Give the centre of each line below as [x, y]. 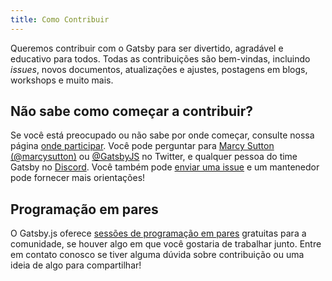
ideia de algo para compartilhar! [76, 265]
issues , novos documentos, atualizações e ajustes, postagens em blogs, [159, 69]
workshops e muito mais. [62, 80]
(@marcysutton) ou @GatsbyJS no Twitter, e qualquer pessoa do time [154, 157]
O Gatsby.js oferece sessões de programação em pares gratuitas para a [158, 233]
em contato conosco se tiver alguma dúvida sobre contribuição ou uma [157, 255]
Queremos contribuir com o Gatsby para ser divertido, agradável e [147, 48]
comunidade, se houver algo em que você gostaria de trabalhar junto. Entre [166, 244]
